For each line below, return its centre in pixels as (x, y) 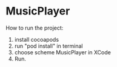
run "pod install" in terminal (48, 46)
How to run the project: (35, 28)
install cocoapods (36, 39)
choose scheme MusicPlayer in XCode (63, 52)
